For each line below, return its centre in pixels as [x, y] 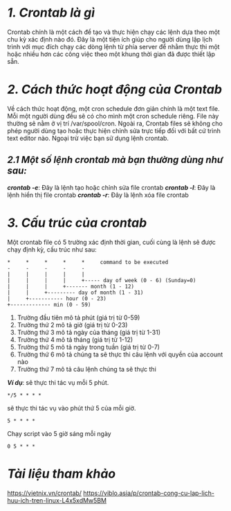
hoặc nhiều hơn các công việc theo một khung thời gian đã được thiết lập [111, 54]
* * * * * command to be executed [88, 262]
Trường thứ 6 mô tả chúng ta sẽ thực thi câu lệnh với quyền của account [120, 354]
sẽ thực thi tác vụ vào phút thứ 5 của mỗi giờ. [72, 408]
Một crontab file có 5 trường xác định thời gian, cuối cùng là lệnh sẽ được [112, 242]
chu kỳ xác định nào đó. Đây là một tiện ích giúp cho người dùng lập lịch [110, 39]
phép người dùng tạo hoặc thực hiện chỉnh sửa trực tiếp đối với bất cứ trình [114, 130]
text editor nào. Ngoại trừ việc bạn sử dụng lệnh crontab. [88, 138]
